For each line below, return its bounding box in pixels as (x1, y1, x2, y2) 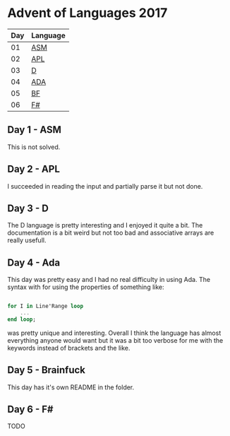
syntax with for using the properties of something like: (7, 283, 164, 291)
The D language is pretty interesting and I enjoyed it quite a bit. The (7, 221, 203, 230)
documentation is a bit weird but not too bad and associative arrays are (7, 228, 214, 237)
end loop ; (7, 316, 37, 323)
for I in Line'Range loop (7, 302, 83, 310)
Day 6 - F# (7, 403, 54, 416)
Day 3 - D (7, 202, 49, 214)
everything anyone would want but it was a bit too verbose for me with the (7, 336, 224, 344)
